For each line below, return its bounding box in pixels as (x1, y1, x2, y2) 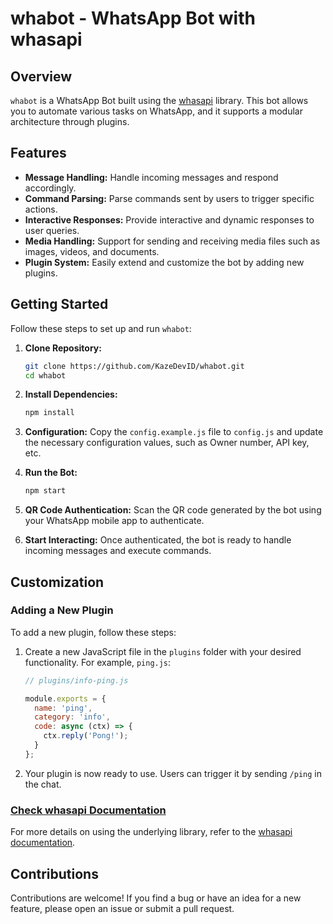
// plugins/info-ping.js (24, 675, 129, 686)
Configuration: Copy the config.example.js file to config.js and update (24, 426, 324, 438)
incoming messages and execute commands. (24, 545, 212, 557)
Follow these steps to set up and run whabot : (10, 322, 192, 334)
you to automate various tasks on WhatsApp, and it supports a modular (10, 105, 303, 117)
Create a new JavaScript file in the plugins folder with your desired (24, 645, 302, 657)
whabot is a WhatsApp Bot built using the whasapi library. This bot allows (10, 95, 309, 106)
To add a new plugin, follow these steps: (10, 626, 177, 638)
